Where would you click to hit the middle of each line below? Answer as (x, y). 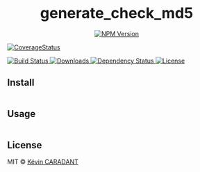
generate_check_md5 (117, 13)
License (25, 145)
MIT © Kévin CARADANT (43, 162)
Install (21, 83)
